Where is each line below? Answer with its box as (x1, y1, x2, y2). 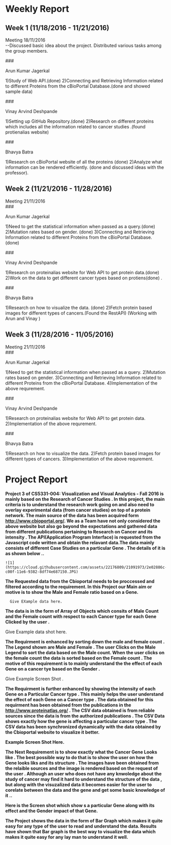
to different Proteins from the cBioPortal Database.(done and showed (5, 83, 150, 89)
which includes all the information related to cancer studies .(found (5, 124, 146, 129)
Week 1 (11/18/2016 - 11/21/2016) (5, 24, 109, 32)
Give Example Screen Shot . (5, 676, 64, 682)
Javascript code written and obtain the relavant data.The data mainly (5, 539, 155, 545)
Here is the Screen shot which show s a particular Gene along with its (5, 802, 155, 808)
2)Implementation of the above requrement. (5, 420, 97, 427)
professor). (5, 170, 29, 175)
